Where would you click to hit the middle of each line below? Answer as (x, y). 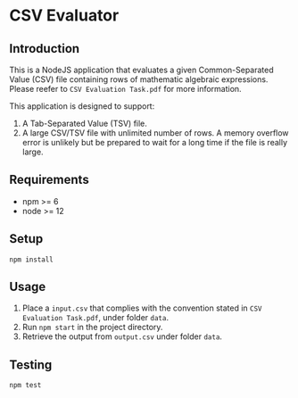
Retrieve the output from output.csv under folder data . (122, 336)
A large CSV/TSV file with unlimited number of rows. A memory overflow (155, 133)
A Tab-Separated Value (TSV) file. (84, 123)
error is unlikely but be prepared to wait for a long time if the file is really (155, 142)
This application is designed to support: (82, 106)
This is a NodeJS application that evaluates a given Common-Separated (141, 70)
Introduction (45, 49)
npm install (31, 260)
